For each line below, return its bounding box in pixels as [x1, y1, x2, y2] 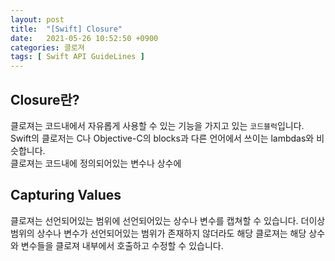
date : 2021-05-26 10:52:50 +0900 [10, 33, 159, 43]
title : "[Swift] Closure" [10, 24, 123, 34]
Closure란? [10, 91, 80, 108]
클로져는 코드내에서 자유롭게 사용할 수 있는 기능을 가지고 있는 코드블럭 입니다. [10, 119, 305, 131]
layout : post [10, 14, 65, 25]
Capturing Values [10, 187, 122, 204]
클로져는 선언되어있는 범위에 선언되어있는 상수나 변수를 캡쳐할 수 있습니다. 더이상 [10, 214, 326, 226]
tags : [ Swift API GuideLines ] [10, 52, 145, 62]
